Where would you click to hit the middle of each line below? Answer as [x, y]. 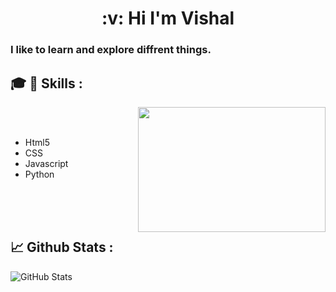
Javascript [46, 163]
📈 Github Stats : [62, 247]
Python [39, 174]
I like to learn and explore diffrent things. [111, 50]
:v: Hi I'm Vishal [168, 18]
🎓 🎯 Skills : [46, 83]
